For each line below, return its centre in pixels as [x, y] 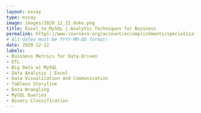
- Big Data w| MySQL [32, 67]
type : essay [21, 17]
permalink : [20, 34]
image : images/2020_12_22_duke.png [51, 23]
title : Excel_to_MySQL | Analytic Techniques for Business [81, 28]
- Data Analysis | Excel [37, 73]
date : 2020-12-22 [28, 45]
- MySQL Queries [26, 95]
